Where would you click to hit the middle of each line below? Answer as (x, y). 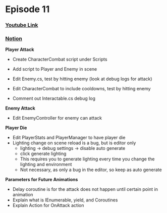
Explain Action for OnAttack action (48, 205)
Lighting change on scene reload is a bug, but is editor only (74, 143)
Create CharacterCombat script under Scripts (60, 60)
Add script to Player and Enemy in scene (55, 69)
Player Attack (20, 49)
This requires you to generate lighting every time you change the (87, 159)
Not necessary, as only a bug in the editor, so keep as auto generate (91, 170)
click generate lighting (43, 154)
